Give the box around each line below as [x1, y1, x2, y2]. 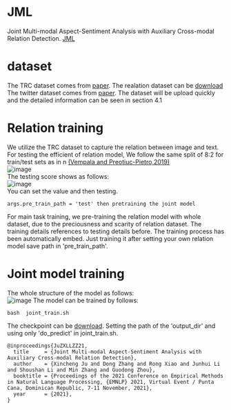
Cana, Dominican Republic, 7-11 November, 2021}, [7, 384, 153, 391]
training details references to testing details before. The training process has [7, 227, 225, 235]
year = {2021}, [13, 391, 72, 398]
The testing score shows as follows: [7, 172, 109, 180]
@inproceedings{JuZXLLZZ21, [7, 342, 88, 349]
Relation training [7, 120, 103, 136]
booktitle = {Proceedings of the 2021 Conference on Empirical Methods [13, 372, 224, 380]
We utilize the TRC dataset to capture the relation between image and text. [7, 143, 219, 151]
